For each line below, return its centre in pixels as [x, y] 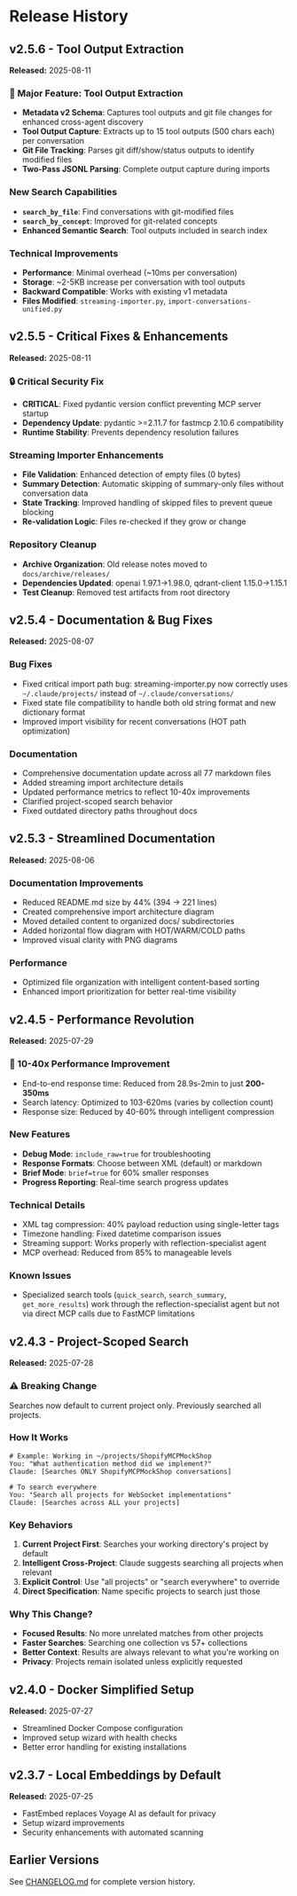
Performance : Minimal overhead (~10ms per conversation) [129, 272]
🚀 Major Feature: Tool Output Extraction [96, 93]
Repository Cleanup [53, 545]
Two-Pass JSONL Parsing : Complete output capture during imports [146, 169]
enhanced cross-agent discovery [82, 122]
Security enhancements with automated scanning [113, 1832]
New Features [40, 1134]
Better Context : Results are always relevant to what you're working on [150, 1652]
